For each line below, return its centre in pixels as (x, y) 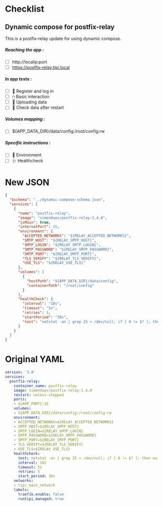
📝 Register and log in (33, 91)
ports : (20, 400)
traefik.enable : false (41, 494)
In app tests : (18, 79)
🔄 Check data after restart (38, 107)
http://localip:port (30, 62)
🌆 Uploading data (29, 102)
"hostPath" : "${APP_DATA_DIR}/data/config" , (72, 281)
